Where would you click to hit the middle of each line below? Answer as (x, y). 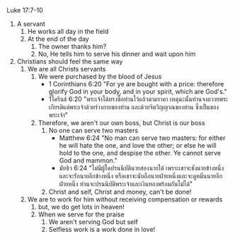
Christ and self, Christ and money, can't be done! (120, 192)
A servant (31, 24)
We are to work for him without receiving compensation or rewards (125, 199)
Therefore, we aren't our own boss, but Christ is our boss (122, 123)
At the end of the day (58, 39)
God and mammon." (88, 161)
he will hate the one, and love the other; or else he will (138, 145)
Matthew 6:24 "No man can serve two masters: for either (142, 138)
